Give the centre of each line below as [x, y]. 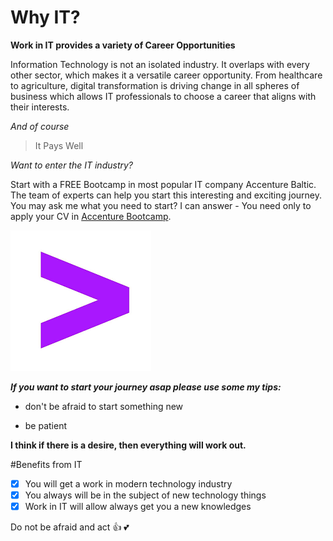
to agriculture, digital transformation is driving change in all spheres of [155, 85]
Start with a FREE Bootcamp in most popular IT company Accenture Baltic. [163, 184]
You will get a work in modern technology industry [128, 483]
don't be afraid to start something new [104, 406]
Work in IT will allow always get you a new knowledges [138, 507]
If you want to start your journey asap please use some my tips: [146, 387]
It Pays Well [59, 145]
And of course [40, 126]
